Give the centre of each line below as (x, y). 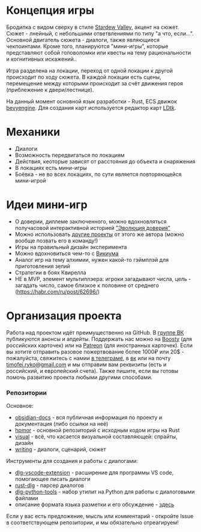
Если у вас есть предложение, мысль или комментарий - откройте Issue (100, 516)
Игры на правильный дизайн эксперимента (71, 247)
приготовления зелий (42, 266)
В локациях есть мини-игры (51, 168)
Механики (33, 132)
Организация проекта (64, 316)
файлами (26, 498)
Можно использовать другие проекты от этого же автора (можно (99, 234)
